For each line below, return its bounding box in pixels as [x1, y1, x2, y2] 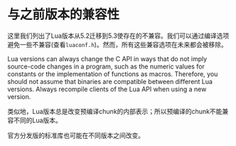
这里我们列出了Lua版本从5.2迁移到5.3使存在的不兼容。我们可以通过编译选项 [7, 31, 230, 40]
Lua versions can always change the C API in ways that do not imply [7, 54, 208, 63]
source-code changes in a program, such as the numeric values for [7, 62, 205, 71]
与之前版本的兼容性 [7, 6, 120, 23]
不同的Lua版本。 [13, 115, 63, 125]
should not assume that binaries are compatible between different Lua [7, 77, 213, 85]
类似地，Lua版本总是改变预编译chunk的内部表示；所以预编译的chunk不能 [7, 107, 222, 115]
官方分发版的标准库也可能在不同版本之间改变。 [7, 131, 144, 140]
